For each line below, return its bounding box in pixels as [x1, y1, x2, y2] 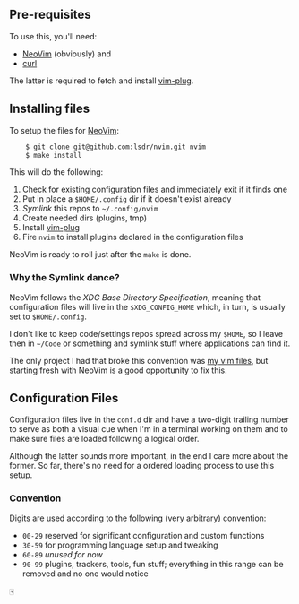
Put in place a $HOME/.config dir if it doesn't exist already [21, 194, 232, 204]
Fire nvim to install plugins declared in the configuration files [21, 232, 243, 243]
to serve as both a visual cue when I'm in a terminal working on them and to [9, 424, 288, 435]
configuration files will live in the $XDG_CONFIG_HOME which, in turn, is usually [9, 301, 286, 312]
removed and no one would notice [21, 568, 149, 579]
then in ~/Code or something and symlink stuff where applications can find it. [9, 338, 291, 349]
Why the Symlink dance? [9, 272, 120, 284]
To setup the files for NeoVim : [9, 125, 119, 135]
